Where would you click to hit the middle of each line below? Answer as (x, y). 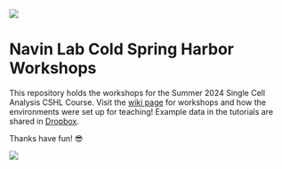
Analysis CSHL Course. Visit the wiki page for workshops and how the (138, 102)
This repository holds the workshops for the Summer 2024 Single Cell (137, 93)
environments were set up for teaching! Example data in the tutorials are (141, 111)
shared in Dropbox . (44, 121)
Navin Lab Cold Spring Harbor (121, 49)
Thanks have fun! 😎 (46, 138)
